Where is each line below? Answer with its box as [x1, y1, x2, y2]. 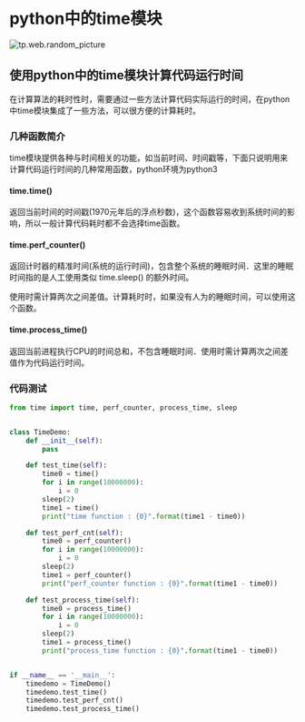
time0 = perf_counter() [42, 536, 132, 546]
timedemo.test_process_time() [25, 705, 141, 714]
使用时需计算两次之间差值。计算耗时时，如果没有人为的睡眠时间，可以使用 [9, 291, 288, 302]
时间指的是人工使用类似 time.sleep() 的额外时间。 [9, 272, 194, 283]
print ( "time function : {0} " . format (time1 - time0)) [42, 512, 246, 521]
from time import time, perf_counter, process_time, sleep [9, 402, 238, 412]
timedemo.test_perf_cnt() [25, 696, 124, 706]
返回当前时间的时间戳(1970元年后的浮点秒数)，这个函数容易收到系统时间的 [9, 207, 288, 218]
